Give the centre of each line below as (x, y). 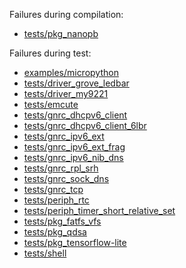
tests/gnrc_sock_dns (66, 178)
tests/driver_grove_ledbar (76, 83)
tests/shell (45, 253)
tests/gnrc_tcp (53, 189)
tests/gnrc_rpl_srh (61, 168)
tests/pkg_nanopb (61, 33)
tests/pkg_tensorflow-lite (75, 242)
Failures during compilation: (66, 14)
